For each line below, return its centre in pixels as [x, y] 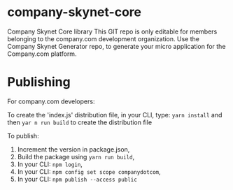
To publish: [23, 136]
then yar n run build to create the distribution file [80, 122]
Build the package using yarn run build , [76, 156]
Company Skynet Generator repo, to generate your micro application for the [116, 46]
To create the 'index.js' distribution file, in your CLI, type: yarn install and [115, 115]
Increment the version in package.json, [73, 149]
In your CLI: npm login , [50, 164]
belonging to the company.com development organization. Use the [103, 38]
